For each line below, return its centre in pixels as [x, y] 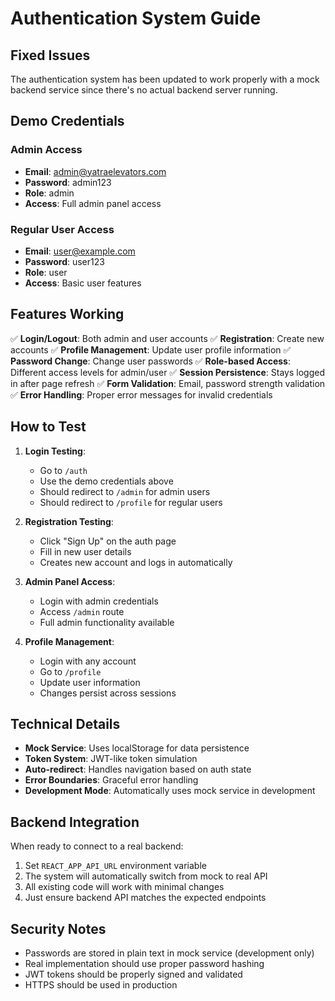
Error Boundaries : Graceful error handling [111, 780]
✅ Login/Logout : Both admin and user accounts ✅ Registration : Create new [167, 338]
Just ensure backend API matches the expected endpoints [145, 898]
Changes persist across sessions [108, 693]
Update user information [90, 682]
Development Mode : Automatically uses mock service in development [170, 791]
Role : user [46, 272]
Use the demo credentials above [106, 481]
